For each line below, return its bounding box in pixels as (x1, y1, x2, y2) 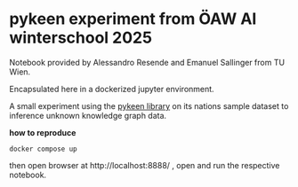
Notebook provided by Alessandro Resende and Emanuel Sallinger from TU (9, 57, 286, 67)
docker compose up (9, 144, 77, 153)
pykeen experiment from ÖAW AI (9, 9, 257, 29)
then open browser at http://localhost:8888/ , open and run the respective (9, 160, 280, 170)
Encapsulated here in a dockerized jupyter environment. (9, 83, 215, 94)
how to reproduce (9, 127, 77, 137)
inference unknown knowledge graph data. (9, 110, 167, 121)
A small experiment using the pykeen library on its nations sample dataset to (9, 100, 289, 111)
